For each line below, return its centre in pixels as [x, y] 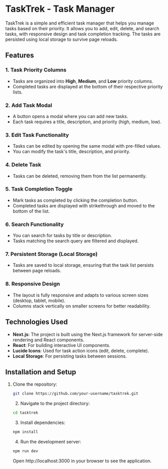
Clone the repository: [35, 384]
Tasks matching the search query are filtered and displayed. [76, 241]
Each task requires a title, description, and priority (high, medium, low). [87, 122]
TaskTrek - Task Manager [60, 9]
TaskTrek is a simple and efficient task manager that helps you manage [80, 23]
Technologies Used [36, 322]
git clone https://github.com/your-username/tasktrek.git [75, 394]
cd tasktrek [25, 413]
